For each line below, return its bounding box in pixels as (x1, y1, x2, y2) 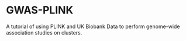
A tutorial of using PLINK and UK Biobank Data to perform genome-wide (6, 23, 180, 30)
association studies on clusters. (6, 29, 82, 36)
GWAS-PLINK (6, 4, 74, 17)
